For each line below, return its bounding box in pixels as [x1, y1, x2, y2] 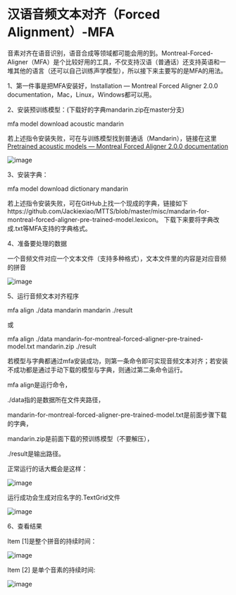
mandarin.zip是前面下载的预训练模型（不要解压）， [7, 434, 154, 442]
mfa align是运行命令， [7, 380, 72, 389]
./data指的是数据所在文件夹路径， [7, 395, 105, 403]
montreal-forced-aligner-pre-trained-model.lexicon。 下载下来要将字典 [7, 215, 213, 223]
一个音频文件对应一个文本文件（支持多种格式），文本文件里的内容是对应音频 [7, 254, 227, 262]
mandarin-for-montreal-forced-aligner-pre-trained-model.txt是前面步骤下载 [7, 411, 228, 419]
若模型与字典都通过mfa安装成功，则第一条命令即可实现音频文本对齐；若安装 [7, 356, 229, 365]
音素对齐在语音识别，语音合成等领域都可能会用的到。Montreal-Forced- [7, 49, 213, 57]
